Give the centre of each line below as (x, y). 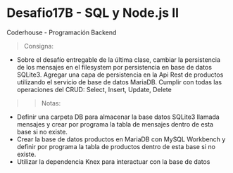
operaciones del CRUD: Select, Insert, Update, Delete (94, 89)
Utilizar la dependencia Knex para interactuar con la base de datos (113, 161)
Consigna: (39, 46)
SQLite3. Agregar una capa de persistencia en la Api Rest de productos (120, 75)
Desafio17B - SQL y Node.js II (93, 13)
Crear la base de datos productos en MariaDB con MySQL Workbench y (121, 139)
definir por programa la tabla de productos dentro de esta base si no (116, 146)
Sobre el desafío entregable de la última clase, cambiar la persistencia (119, 59)
